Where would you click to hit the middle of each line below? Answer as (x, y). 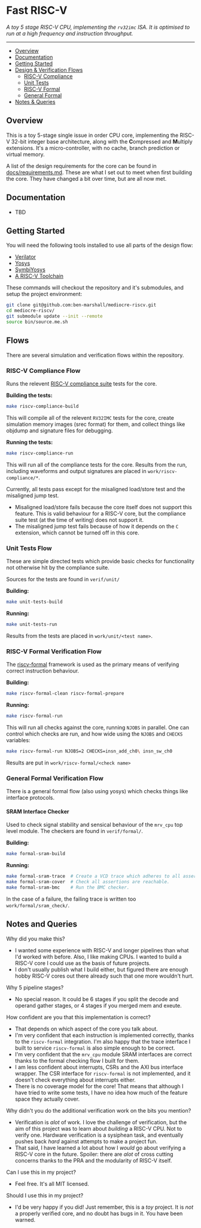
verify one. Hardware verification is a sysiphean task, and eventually (99, 1135)
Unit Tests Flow (29, 548)
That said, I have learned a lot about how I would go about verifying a (100, 1148)
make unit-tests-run (32, 624)
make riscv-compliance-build (42, 406)
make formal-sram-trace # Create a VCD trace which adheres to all (93, 876)
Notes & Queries (35, 101)
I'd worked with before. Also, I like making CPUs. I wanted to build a (98, 957)
